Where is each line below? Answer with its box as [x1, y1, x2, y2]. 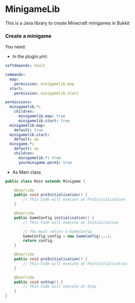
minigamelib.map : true [18, 114, 66, 119]
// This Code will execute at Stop [23, 284, 97, 289]
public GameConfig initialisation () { [14, 215, 94, 220]
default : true [14, 127, 43, 133]
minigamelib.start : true [18, 118, 70, 123]
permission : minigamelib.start [14, 91, 79, 96]
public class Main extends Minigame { [5, 179, 85, 184]
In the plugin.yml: [12, 53, 48, 59]
